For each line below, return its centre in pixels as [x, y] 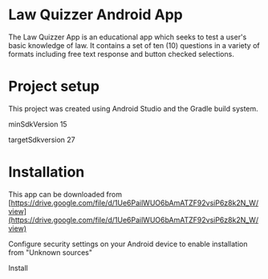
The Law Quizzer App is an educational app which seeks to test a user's [128, 37]
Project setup [54, 87]
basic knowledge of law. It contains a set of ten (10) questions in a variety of [134, 45]
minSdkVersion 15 [38, 124]
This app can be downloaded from [65, 194]
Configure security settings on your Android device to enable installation [128, 244]
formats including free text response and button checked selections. [121, 54]
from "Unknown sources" [50, 252]
